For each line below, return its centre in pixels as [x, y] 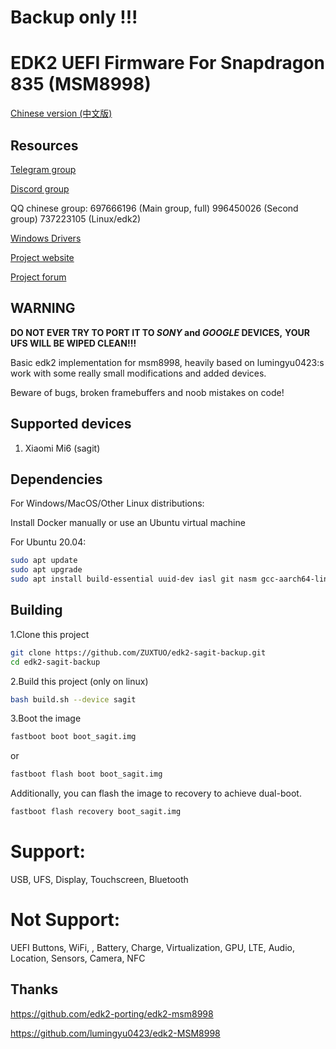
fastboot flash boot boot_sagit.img [86, 774]
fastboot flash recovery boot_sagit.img [96, 812]
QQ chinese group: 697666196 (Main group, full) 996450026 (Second [154, 208]
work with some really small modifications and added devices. [138, 373]
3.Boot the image [46, 718]
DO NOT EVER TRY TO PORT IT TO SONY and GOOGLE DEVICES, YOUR [160, 332]
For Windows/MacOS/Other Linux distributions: [107, 503]
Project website [42, 257]
